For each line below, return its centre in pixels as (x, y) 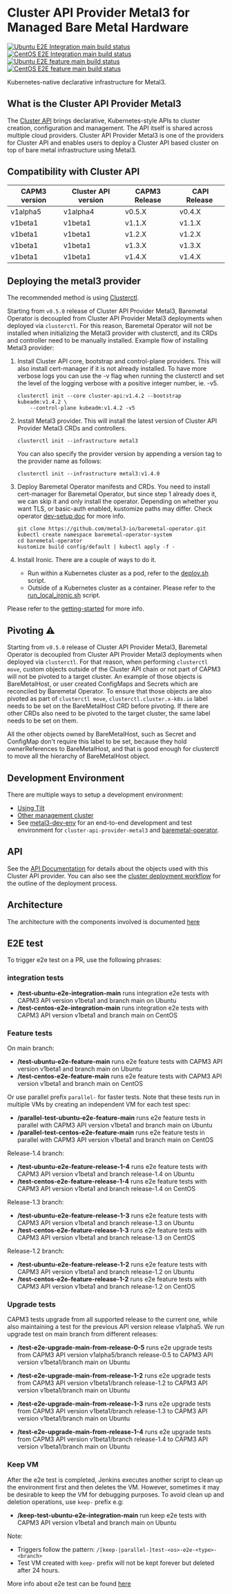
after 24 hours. (38, 1570)
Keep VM (23, 1465)
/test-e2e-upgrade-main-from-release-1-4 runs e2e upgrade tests (114, 1432)
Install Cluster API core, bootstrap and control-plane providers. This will (119, 361)
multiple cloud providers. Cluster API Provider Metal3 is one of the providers (116, 135)
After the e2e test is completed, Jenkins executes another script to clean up (115, 1480)
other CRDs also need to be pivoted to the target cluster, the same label (109, 714)
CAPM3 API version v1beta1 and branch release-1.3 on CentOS (106, 1238)
